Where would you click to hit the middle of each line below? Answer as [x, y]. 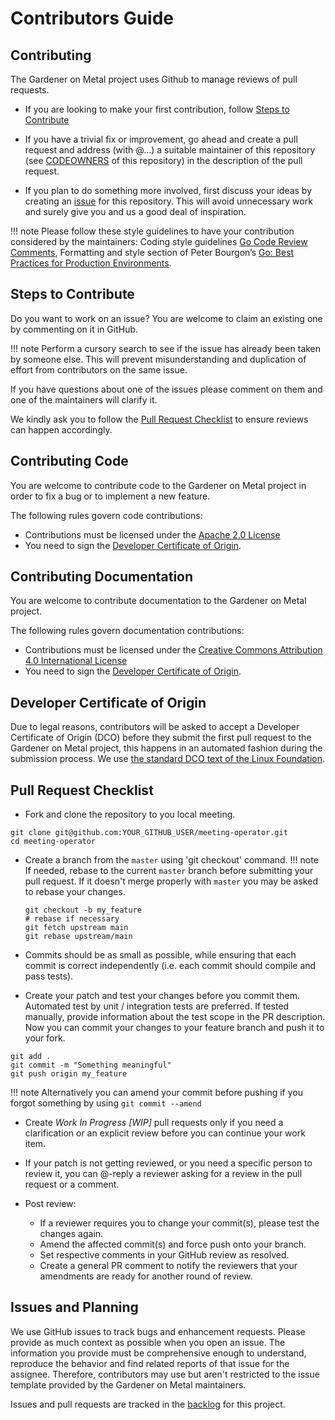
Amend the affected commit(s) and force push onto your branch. [173, 1244]
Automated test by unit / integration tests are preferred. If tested [157, 1006]
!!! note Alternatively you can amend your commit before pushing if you [157, 1093]
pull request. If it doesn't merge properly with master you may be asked [171, 881]
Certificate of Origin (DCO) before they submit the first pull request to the [161, 738]
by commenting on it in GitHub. [74, 329]
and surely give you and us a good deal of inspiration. [135, 211]
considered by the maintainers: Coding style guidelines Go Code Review [159, 241]
